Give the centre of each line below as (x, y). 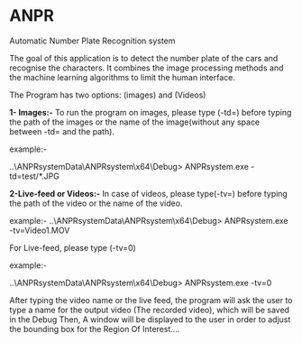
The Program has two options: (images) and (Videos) (108, 95)
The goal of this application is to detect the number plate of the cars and (144, 58)
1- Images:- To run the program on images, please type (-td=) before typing (151, 112)
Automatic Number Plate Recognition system (92, 41)
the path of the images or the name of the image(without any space (135, 122)
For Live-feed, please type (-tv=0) (73, 247)
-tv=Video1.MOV (40, 230)
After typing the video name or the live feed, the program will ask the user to (151, 300)
